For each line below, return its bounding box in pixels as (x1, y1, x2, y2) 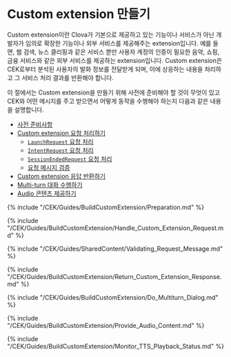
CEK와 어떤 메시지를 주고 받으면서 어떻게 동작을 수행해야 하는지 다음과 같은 (7, 97, 209, 105)
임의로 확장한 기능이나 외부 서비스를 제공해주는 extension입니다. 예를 (25, 39, 212, 47)
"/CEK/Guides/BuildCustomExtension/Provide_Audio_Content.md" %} (7, 321, 205, 329)
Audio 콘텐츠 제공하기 (17, 189, 77, 197)
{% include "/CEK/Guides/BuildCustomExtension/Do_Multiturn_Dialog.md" (7, 293, 219, 301)
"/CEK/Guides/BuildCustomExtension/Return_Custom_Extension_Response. (7, 272, 222, 280)
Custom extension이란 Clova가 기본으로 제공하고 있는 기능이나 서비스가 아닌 (7, 30, 215, 39)
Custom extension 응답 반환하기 (17, 172, 106, 180)
